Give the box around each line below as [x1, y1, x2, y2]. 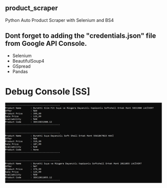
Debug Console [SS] [5, 86, 90, 97]
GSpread [12, 63, 31, 69]
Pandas [12, 68, 28, 74]
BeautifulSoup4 [12, 58, 45, 64]
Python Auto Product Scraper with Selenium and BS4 [5, 17, 114, 23]
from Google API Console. [5, 39, 87, 48]
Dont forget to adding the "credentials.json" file [5, 32, 157, 40]
